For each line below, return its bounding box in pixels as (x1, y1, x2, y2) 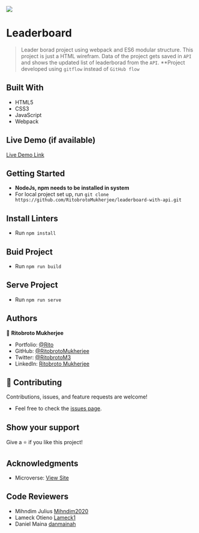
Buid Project (6, 247, 53, 257)
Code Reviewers (6, 492, 69, 502)
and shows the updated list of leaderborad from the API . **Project (20, 59, 185, 66)
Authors (6, 313, 38, 324)
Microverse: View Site (14, 474, 69, 481)
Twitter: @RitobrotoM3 (14, 354, 71, 361)
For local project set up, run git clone (14, 191, 109, 198)
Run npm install (14, 229, 56, 236)
